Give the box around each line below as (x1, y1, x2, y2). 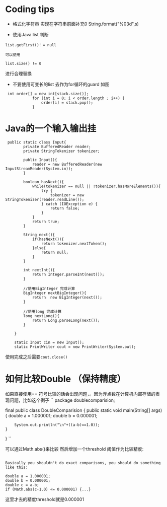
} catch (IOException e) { (41, 201, 98, 206)
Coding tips (5, 4, 55, 15)
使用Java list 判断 (12, 31, 49, 37)
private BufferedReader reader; (23, 144, 92, 149)
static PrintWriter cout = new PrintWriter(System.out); (14, 344, 136, 349)
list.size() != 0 (5, 61, 42, 66)
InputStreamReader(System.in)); (5, 166, 73, 171)
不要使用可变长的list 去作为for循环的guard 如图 (12, 81, 110, 87)
